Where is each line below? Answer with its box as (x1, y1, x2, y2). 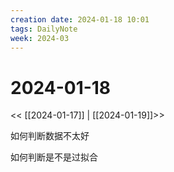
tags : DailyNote (10, 24, 78, 34)
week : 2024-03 (10, 33, 70, 43)
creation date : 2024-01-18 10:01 (10, 14, 150, 25)
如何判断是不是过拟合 (10, 151, 98, 163)
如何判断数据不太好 (10, 130, 90, 142)
